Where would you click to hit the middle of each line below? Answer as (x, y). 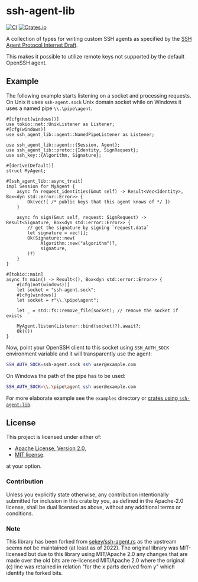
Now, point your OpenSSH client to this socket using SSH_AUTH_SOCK (88, 347)
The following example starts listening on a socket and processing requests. (99, 95)
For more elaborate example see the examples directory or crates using (92, 398)
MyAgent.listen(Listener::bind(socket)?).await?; (79, 326)
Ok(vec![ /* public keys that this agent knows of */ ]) (99, 202)
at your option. (24, 466)
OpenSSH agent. (27, 63)
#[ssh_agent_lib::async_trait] (45, 181)
